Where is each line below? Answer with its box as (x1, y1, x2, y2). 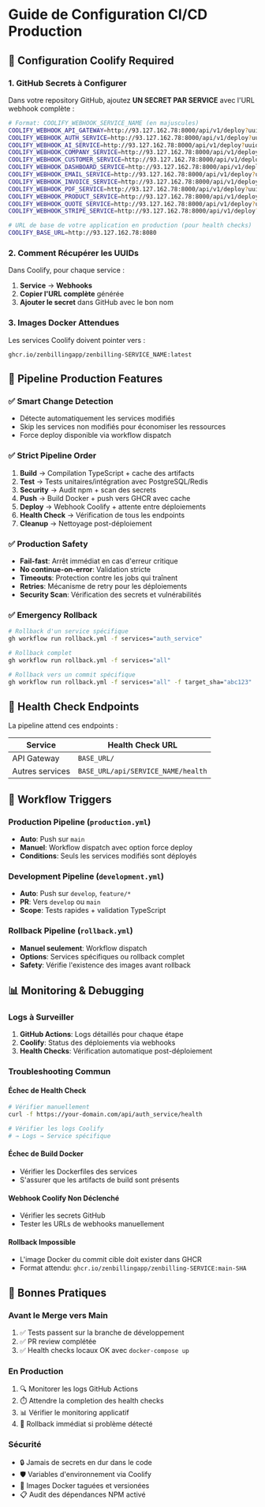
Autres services (12, 766, 71, 777)
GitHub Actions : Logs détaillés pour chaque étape (19, 1030, 184, 1039)
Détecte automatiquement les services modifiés (19, 413, 175, 424)
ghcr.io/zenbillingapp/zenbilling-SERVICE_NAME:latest (8, 350, 192, 359)
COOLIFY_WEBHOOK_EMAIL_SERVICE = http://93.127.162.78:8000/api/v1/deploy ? (8, 171, 256, 179)
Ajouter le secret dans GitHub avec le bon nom (19, 298, 174, 307)
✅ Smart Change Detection (8, 395, 114, 406)
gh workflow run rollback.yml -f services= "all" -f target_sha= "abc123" (8, 678, 252, 686)
